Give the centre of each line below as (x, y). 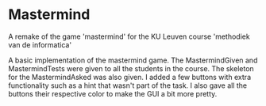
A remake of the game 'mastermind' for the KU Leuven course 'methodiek (129, 36)
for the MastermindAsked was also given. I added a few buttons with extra (130, 77)
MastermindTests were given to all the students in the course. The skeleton (131, 68)
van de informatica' (40, 44)
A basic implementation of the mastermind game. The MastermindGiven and (133, 60)
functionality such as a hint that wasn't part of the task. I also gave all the (128, 85)
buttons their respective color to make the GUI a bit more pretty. (113, 93)
